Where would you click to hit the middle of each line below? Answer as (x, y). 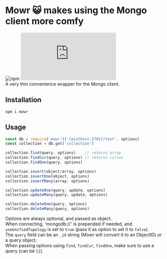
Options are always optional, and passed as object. (59, 219)
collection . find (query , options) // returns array (63, 153)
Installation (23, 100)
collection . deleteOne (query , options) (46, 204)
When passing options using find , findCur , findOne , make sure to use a (80, 246)
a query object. (21, 240)
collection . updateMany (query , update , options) (57, 195)
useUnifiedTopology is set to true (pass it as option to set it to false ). (77, 229)
